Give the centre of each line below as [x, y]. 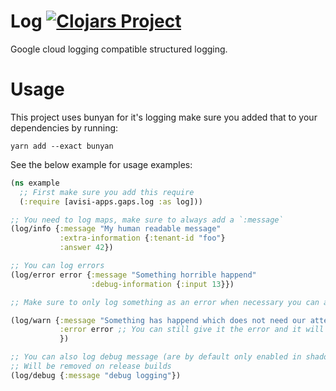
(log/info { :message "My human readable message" [116, 229]
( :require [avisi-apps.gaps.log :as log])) [111, 201]
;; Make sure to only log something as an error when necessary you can [165, 302]
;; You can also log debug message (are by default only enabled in [156, 357]
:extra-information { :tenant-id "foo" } [142, 238]
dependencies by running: [64, 127]
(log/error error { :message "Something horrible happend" [133, 275]
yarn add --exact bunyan [62, 146]
